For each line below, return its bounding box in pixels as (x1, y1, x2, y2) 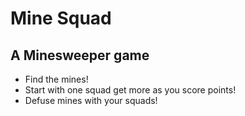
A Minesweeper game (10, 47, 150, 64)
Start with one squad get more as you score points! (24, 84, 237, 96)
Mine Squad (10, 7, 112, 30)
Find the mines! (24, 73, 89, 85)
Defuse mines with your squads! (24, 95, 158, 106)
